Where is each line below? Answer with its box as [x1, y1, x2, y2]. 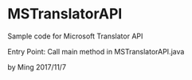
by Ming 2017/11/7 [7, 62, 67, 72]
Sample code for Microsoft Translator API [7, 31, 143, 41]
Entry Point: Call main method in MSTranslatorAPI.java [7, 46, 185, 56]
